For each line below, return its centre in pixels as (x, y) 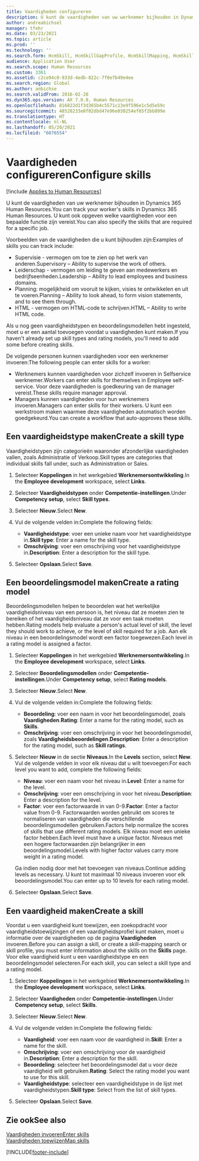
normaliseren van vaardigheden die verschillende (84, 819)
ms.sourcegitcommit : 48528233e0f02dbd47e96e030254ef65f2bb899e (86, 111)
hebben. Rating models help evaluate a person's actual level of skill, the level (99, 625)
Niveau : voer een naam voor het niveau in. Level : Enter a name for (104, 781)
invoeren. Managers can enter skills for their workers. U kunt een (93, 405)
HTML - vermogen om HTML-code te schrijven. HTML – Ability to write (100, 308)
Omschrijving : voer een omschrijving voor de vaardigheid (94, 1052)
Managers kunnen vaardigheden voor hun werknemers (82, 399)
